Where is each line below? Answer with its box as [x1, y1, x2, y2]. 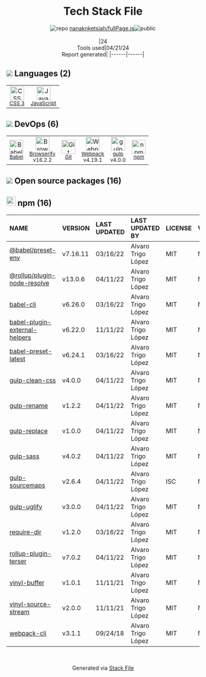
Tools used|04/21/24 [76, 44, 130, 52]
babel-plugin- [9, 318, 51, 326]
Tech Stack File [63, 4, 143, 18]
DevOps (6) [14, 119, 59, 129]
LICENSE [165, 224, 192, 232]
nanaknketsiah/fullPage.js [69, 25, 135, 32]
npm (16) [17, 198, 52, 208]
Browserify [29, 150, 56, 157]
